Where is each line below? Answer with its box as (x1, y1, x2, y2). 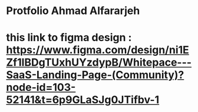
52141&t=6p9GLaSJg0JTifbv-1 (6, 93, 160, 107)
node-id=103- (6, 81, 76, 94)
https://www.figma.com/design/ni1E (6, 43, 190, 57)
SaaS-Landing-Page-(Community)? (6, 69, 184, 82)
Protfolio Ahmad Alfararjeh (6, 4, 140, 18)
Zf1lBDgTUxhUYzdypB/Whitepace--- (6, 56, 192, 69)
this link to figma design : (6, 31, 132, 45)
